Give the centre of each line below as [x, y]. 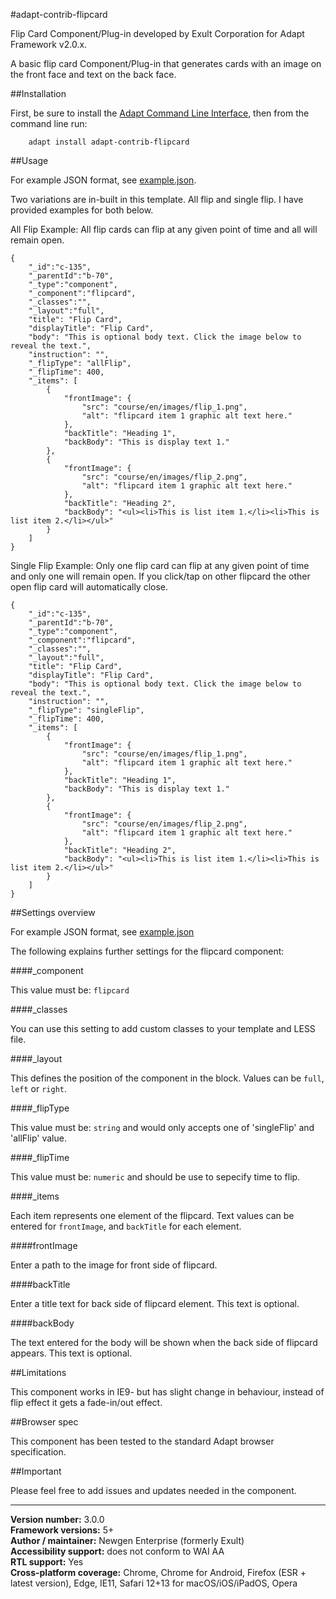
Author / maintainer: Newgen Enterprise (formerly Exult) [127, 1540]
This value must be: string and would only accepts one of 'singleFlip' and [162, 1127]
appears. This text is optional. [71, 1353]
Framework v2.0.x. [49, 44]
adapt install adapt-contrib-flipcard [109, 142]
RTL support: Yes [47, 1562]
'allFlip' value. [38, 1138]
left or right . [39, 1088]
